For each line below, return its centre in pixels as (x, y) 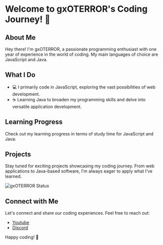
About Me (20, 37)
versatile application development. (47, 107)
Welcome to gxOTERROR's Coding (76, 9)
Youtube (21, 223)
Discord (20, 228)
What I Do (20, 75)
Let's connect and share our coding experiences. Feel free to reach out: (78, 213)
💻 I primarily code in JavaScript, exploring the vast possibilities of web (84, 87)
